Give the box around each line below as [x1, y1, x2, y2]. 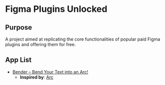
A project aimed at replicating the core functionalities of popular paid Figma [5, 36, 161, 42]
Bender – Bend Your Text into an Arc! [12, 69, 89, 75]
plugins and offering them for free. [5, 42, 76, 47]
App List [5, 56, 32, 64]
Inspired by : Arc [19, 74, 54, 80]
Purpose [5, 23, 32, 32]
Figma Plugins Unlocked [5, 3, 108, 15]
